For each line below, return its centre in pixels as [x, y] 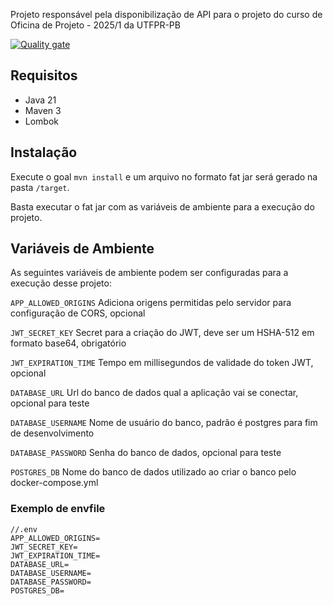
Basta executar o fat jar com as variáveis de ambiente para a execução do [162, 206]
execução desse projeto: [61, 283]
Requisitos [44, 75]
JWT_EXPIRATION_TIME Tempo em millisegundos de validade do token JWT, [162, 363]
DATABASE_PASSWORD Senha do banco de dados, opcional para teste [146, 453]
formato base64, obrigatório [68, 343]
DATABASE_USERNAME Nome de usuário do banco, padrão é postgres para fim [164, 423]
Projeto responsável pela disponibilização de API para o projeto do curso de [166, 14]
